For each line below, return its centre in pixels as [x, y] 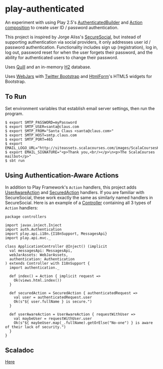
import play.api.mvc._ [28, 238]
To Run [16, 97]
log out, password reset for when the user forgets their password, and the [79, 52]
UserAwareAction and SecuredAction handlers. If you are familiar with [75, 192]
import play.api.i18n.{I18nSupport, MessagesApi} [56, 234]
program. [14, 113]
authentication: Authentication [42, 259]
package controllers [26, 217]
